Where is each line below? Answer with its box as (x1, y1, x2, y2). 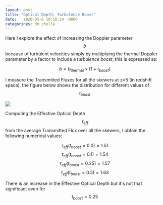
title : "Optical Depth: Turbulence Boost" (5, 12, 96, 17)
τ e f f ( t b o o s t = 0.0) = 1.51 (61, 142, 108, 150)
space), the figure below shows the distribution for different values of (5, 82, 150, 88)
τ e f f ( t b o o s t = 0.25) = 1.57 (60, 160, 110, 168)
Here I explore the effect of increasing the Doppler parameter (5, 35, 133, 41)
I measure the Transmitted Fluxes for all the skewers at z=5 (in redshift (5, 77, 152, 83)
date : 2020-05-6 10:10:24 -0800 (5, 17, 78, 22)
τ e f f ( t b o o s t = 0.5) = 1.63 (60, 169, 109, 176)
